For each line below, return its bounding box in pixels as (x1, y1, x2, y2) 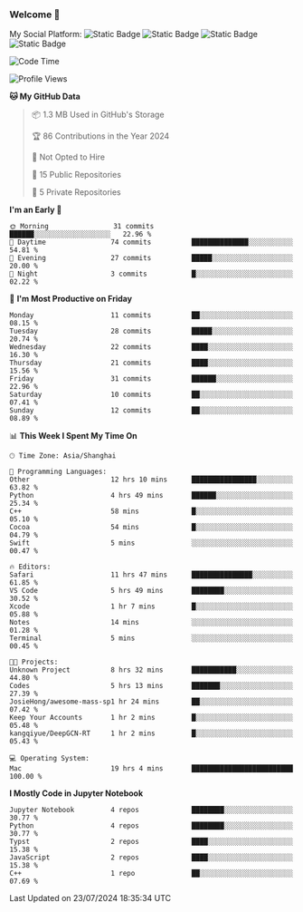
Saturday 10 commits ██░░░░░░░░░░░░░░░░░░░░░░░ (9, 390, 294, 400)
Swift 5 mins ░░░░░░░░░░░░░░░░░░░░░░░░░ (9, 538, 294, 548)
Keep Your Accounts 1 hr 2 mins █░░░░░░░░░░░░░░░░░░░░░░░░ (9, 713, 294, 723)
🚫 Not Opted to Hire (31, 151, 106, 162)
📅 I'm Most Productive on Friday (9, 294, 133, 305)
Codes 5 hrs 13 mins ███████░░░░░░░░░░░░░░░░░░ (9, 682, 294, 691)
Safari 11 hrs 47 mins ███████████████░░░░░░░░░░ (9, 570, 294, 579)
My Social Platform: (9, 29, 82, 40)
